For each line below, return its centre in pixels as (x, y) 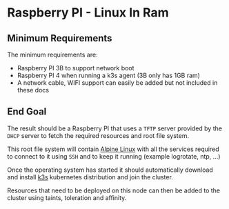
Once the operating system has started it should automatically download (110, 170)
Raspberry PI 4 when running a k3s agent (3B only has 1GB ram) (108, 75)
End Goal (27, 112)
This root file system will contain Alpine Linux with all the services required (113, 149)
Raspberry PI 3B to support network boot (76, 68)
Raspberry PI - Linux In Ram (88, 13)
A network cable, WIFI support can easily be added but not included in (117, 83)
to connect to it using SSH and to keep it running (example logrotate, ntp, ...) (114, 156)
